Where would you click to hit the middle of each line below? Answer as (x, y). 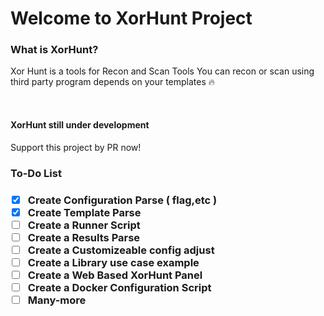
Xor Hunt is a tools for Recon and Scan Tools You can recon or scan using (162, 71)
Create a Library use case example (113, 262)
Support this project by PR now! (76, 147)
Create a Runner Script (84, 225)
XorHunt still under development (80, 125)
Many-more (57, 300)
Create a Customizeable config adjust (121, 250)
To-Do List (36, 173)
